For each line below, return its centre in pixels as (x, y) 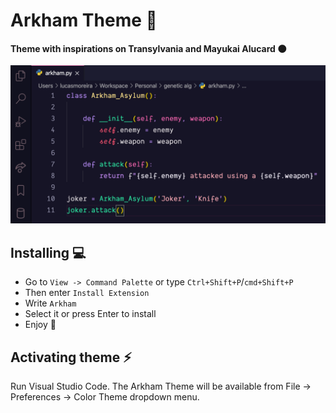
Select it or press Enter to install (90, 314)
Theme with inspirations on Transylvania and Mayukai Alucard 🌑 (148, 48)
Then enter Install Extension (87, 293)
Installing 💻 (48, 252)
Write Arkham (50, 303)
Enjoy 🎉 (40, 325)
